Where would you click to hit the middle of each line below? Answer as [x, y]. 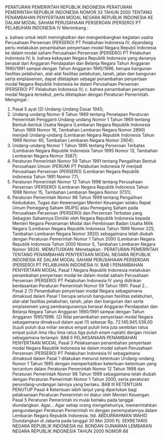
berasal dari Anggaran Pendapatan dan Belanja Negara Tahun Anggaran [78, 63]
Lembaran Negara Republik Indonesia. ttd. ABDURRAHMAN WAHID [80, 416]
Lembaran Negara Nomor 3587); [45, 156]
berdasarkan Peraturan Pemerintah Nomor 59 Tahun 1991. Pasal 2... [80, 286]
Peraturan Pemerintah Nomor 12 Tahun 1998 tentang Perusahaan [77, 182]
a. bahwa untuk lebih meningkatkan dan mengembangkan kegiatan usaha [79, 37]
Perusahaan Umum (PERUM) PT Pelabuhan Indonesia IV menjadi [77, 166]
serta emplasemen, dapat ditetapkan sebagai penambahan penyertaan [76, 79]
